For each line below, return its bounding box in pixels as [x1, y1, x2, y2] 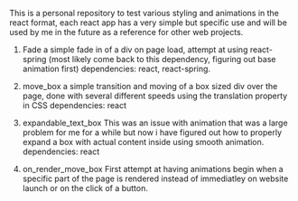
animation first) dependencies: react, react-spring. [22, 63, 210, 74]
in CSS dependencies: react [22, 100, 126, 111]
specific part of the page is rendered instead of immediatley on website [22, 173, 289, 184]
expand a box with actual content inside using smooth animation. [22, 137, 265, 147]
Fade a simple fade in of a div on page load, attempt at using [22, 44, 248, 55]
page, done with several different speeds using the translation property [22, 90, 288, 101]
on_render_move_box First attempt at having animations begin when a [22, 164, 284, 174]
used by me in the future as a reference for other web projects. [9, 27, 244, 37]
